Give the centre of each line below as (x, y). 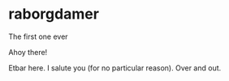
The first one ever (38, 36)
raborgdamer (54, 14)
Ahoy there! (28, 52)
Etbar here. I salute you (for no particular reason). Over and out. (115, 68)
